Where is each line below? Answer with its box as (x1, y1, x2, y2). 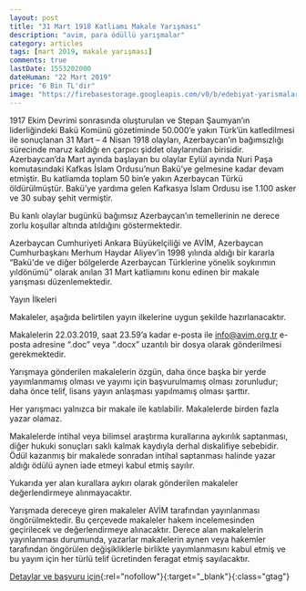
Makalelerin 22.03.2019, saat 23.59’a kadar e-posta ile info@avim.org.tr (9, 329, 278, 340)
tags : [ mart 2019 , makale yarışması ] (9, 47, 153, 57)
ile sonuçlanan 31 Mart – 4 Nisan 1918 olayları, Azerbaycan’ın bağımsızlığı (9, 134, 284, 145)
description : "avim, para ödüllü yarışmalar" (9, 30, 185, 39)
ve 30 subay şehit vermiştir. (9, 192, 114, 203)
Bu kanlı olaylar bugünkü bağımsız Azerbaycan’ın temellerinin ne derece (9, 210, 280, 221)
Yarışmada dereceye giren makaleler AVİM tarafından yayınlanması (9, 504, 260, 515)
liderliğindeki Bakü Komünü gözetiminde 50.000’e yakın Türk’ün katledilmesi (9, 124, 295, 135)
